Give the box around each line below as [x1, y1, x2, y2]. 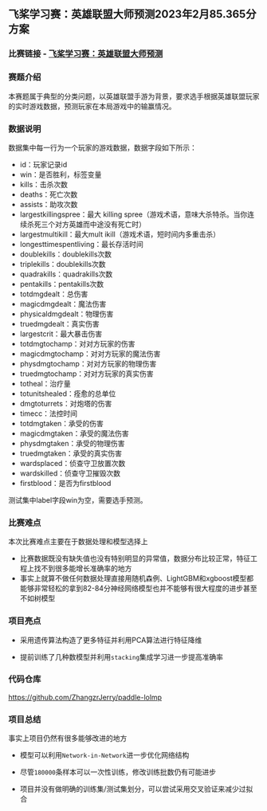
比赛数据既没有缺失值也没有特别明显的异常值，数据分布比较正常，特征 [19, 554, 251, 563]
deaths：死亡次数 [19, 190, 78, 199]
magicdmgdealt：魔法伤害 [19, 299, 107, 308]
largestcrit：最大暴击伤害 [19, 329, 103, 339]
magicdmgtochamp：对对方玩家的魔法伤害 [19, 349, 161, 358]
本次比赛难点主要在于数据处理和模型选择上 [8, 537, 148, 547]
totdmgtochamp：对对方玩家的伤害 [19, 339, 135, 348]
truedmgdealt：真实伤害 [19, 319, 100, 328]
